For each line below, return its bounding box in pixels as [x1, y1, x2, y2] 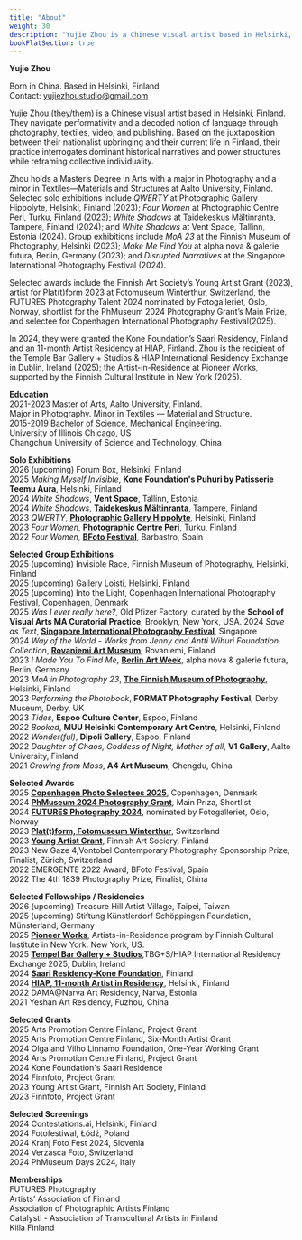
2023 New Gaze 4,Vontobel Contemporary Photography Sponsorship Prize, [9, 845, 290, 856]
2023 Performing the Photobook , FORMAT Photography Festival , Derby [9, 693, 279, 704]
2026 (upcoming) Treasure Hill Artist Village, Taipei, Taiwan [9, 901, 230, 912]
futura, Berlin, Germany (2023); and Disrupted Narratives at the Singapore [9, 250, 286, 261]
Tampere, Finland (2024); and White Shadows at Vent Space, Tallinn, [9, 221, 266, 232]
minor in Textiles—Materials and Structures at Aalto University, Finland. [9, 183, 273, 194]
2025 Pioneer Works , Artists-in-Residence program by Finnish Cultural [9, 930, 274, 941]
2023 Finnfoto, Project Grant [9, 1091, 115, 1103]
